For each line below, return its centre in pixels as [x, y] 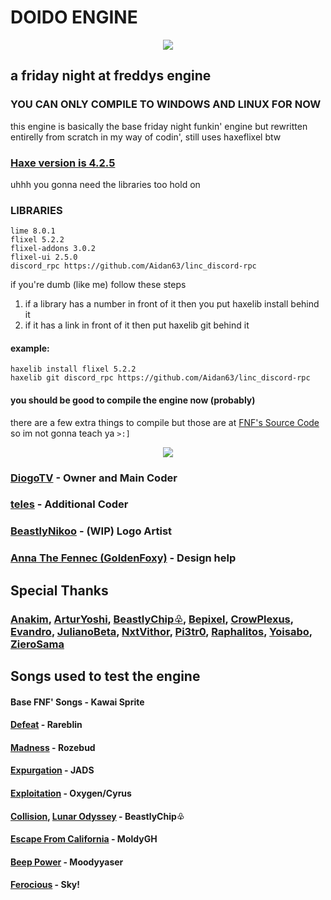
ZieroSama [37, 644]
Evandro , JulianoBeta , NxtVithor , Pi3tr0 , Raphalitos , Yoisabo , [161, 631]
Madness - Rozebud [53, 747]
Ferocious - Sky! [45, 885]
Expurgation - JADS [52, 770]
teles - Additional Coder [69, 504]
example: [30, 348]
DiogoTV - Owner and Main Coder [94, 478]
